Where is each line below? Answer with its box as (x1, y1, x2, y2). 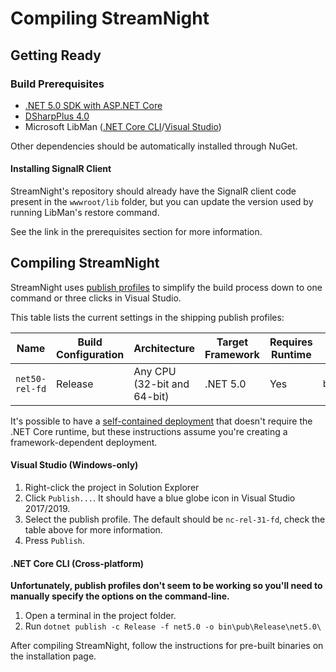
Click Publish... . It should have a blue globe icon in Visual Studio (24, 492, 296, 504)
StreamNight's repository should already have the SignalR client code (10, 185, 297, 197)
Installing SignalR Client (10, 163, 112, 175)
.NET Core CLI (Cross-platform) (10, 557, 144, 569)
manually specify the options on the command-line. (10, 590, 230, 602)
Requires (269, 335, 313, 349)
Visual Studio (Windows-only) (10, 459, 139, 471)
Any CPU (133, 364, 177, 378)
